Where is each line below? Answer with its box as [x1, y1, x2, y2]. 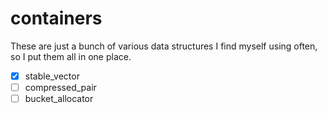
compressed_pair [24, 82, 97, 93]
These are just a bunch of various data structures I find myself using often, [10, 40, 318, 52]
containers [10, 7, 103, 30]
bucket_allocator [24, 93, 94, 105]
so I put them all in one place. [10, 50, 132, 62]
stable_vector [24, 70, 80, 82]
